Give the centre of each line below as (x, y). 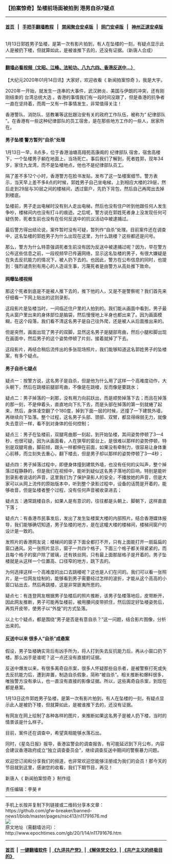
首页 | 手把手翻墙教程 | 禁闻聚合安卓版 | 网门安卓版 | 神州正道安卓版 (84, 27)
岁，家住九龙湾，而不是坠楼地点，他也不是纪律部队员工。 (66, 165)
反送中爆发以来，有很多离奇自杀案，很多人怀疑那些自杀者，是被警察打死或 (84, 668)
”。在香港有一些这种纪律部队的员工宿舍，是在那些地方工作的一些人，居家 (83, 121)
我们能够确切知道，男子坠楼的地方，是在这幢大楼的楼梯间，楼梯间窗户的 (90, 525)
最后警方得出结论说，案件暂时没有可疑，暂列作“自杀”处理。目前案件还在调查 (86, 229)
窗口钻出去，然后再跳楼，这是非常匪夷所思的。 (55, 585)
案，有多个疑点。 (23, 356)
